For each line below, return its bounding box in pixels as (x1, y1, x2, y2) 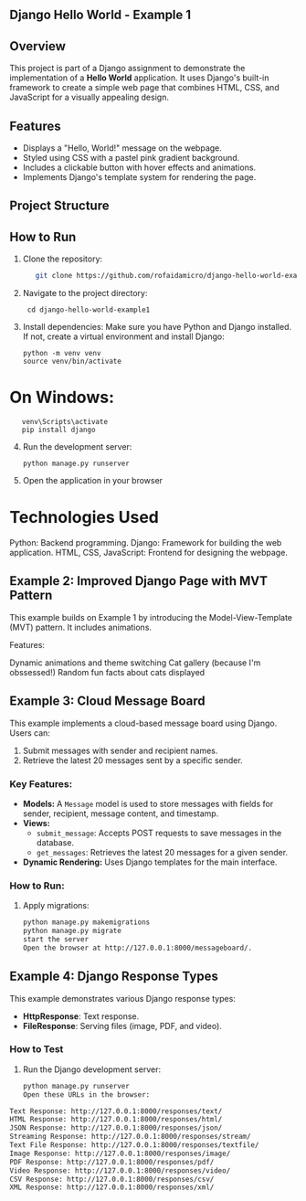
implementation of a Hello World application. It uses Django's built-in (9, 72, 269, 83)
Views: (22, 817, 50, 828)
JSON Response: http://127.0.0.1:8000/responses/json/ (9, 1123, 223, 1132)
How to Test (9, 1043, 64, 1056)
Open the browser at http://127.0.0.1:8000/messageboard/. (22, 943, 253, 952)
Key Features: (9, 777, 73, 790)
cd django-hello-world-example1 (26, 305, 151, 314)
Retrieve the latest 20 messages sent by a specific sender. (22, 754, 244, 766)
